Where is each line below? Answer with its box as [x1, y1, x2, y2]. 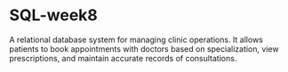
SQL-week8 [9, 5, 98, 25]
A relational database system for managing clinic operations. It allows [9, 34, 264, 45]
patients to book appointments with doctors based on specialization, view [9, 43, 279, 54]
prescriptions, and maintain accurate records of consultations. [9, 53, 237, 63]
